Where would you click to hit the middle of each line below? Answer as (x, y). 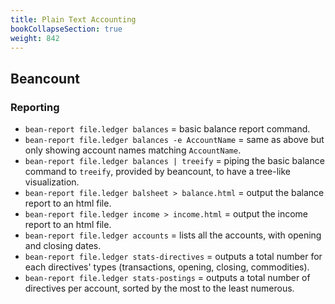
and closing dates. (63, 246)
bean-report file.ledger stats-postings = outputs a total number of (167, 278)
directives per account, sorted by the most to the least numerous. (159, 288)
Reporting (35, 107)
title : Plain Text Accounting (73, 19)
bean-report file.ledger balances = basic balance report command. (167, 129)
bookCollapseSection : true (66, 29)
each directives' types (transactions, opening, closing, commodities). (167, 267)
